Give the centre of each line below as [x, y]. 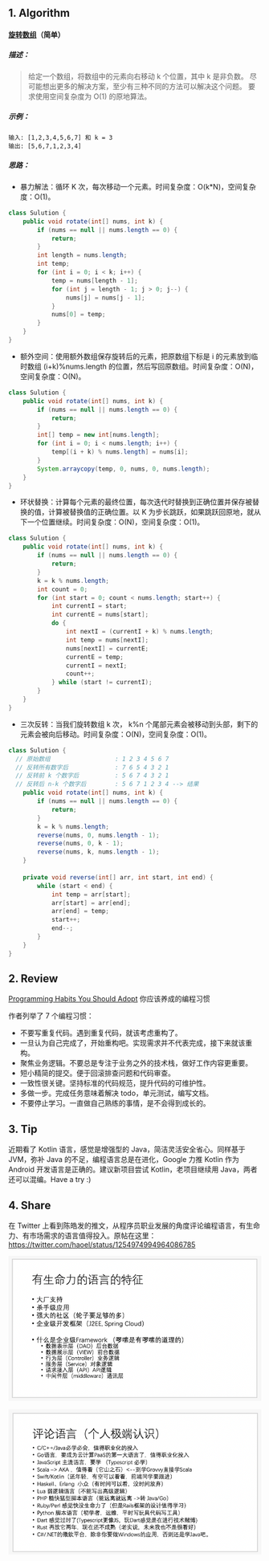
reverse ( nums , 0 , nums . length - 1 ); [98, 835]
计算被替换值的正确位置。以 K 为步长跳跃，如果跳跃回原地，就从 [155, 512]
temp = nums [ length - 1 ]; [94, 280]
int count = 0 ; [63, 589]
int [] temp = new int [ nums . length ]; [98, 435]
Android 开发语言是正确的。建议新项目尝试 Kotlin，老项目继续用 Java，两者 [133, 1170]
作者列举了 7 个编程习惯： [51, 1016]
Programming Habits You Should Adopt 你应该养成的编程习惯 [109, 999]
